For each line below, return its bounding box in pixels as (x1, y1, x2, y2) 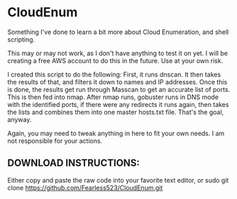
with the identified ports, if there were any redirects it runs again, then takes (7, 100, 229, 108)
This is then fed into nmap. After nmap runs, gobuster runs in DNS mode (7, 93, 219, 101)
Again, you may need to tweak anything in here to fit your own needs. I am (7, 129, 225, 137)
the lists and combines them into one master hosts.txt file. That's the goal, (7, 108, 224, 116)
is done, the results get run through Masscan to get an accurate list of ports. (7, 85, 231, 93)
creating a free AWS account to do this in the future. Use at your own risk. (7, 56, 224, 64)
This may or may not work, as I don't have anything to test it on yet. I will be (7, 49, 228, 57)
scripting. (7, 35, 35, 43)
